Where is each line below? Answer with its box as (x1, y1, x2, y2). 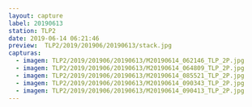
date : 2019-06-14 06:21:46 (8, 34, 100, 43)
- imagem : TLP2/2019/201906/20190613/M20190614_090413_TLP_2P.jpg (15, 86, 245, 95)
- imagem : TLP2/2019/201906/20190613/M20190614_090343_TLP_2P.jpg (15, 79, 245, 87)
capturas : (8, 49, 42, 57)
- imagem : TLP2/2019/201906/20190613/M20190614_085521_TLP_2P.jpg (15, 72, 245, 80)
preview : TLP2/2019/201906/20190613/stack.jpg (8, 42, 173, 50)
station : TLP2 (8, 27, 57, 35)
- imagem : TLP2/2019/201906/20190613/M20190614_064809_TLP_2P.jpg (15, 64, 245, 72)
